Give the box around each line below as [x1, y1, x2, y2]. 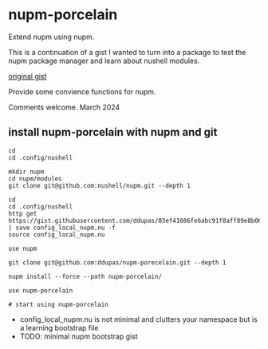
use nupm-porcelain [8, 286, 73, 295]
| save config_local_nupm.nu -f [8, 224, 116, 232]
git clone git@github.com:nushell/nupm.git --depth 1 [8, 181, 191, 189]
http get [8, 209, 37, 217]
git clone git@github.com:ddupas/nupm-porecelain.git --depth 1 [8, 258, 227, 267]
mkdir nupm [8, 168, 45, 176]
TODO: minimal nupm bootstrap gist [19, 331, 138, 341]
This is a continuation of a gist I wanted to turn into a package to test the [8, 47, 246, 57]
